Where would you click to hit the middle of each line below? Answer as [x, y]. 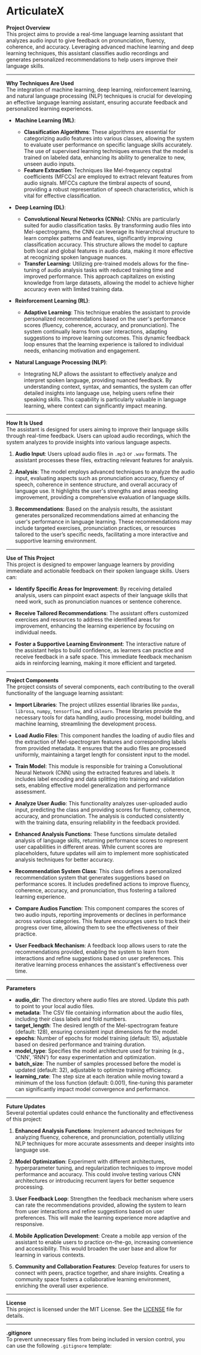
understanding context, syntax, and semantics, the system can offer [108, 386]
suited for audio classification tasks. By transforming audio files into [107, 225]
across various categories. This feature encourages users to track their [102, 921]
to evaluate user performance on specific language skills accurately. [108, 145]
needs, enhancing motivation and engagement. [82, 350]
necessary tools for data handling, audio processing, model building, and [105, 717]
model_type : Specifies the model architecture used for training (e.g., [100, 1051]
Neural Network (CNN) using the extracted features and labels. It [95, 772]
